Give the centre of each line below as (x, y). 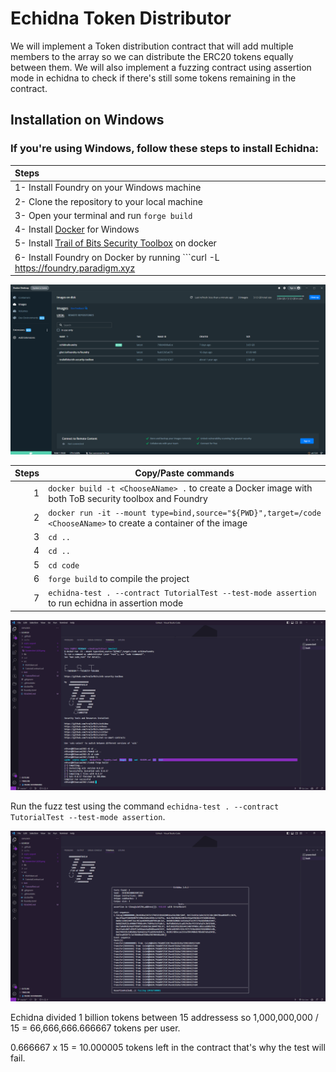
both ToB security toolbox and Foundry (128, 498)
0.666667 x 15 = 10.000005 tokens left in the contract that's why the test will (168, 1047)
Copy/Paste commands (184, 473)
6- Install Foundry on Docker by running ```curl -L (117, 257)
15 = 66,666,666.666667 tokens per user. (95, 1028)
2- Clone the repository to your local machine (108, 201)
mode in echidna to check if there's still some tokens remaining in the (153, 78)
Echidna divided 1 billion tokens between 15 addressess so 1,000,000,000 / (164, 1017)
